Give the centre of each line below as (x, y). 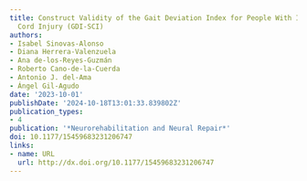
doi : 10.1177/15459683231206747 (71, 137)
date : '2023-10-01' (47, 94)
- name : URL (32, 154)
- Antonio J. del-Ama (51, 78)
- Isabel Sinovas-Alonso (57, 43)
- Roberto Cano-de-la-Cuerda (65, 69)
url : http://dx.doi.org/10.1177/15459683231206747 (116, 162)
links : (22, 145)
